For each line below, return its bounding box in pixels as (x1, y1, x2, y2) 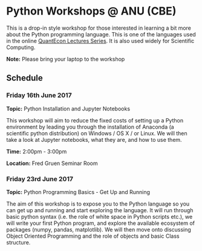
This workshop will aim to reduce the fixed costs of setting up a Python (6, 116, 183, 124)
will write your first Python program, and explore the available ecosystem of (6, 219, 195, 227)
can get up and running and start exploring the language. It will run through (6, 206, 194, 213)
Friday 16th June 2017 (6, 91, 72, 99)
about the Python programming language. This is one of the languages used (6, 30, 197, 38)
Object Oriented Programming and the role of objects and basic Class (6, 232, 180, 239)
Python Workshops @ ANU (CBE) (6, 4, 177, 18)
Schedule (6, 73, 44, 83)
